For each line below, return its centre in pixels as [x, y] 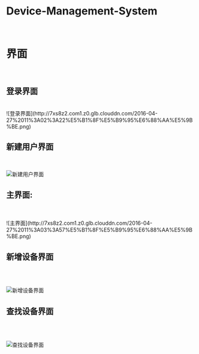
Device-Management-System [82, 11]
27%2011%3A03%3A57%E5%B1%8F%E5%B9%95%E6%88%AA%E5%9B [99, 230]
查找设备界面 [30, 311]
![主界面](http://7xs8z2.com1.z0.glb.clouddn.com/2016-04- [79, 223]
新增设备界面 [30, 257]
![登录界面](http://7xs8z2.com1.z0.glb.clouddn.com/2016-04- [82, 113]
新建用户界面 [30, 147]
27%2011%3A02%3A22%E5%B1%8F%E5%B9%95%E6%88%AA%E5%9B [99, 120]
